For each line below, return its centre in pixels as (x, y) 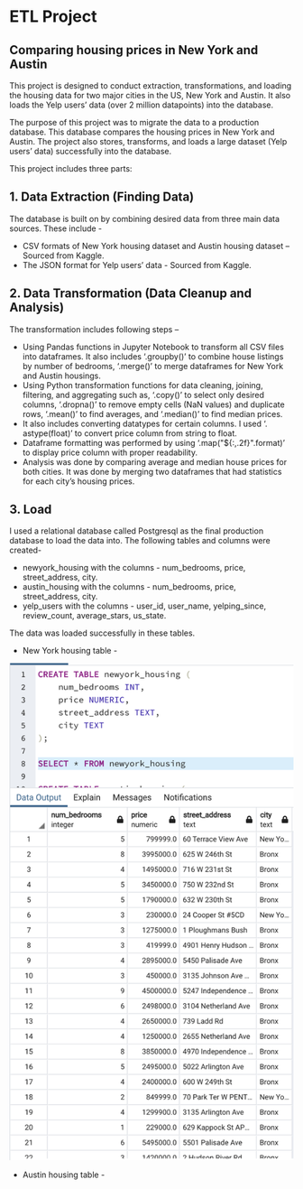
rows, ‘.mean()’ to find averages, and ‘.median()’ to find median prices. (152, 413)
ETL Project (53, 17)
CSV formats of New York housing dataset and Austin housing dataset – (156, 246)
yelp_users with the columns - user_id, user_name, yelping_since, (144, 606)
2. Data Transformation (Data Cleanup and (131, 294)
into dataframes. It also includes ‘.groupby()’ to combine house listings (153, 356)
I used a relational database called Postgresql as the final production (137, 531)
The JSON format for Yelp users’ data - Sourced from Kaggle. (137, 265)
